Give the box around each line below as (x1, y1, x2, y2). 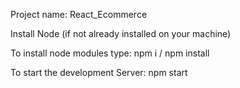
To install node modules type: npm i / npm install (10, 47, 210, 59)
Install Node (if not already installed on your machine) (10, 28, 232, 39)
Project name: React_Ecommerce (10, 9, 148, 20)
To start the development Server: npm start (10, 67, 188, 78)
